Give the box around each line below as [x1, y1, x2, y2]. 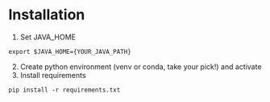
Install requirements [19, 70, 86, 80]
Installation [8, 6, 85, 24]
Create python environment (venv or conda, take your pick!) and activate [19, 62, 262, 71]
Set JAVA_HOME [19, 32, 77, 42]
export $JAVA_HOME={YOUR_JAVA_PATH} [8, 47, 131, 55]
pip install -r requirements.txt [8, 86, 121, 94]
